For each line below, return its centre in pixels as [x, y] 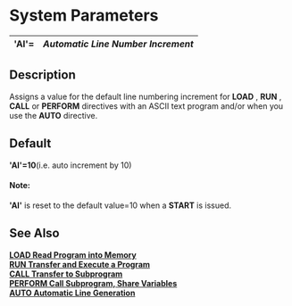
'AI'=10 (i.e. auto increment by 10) [71, 165]
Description [42, 75]
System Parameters [84, 16]
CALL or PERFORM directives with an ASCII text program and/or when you [146, 106]
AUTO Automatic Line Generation [72, 293]
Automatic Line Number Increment [118, 44]
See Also [34, 233]
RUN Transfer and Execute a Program [79, 264]
